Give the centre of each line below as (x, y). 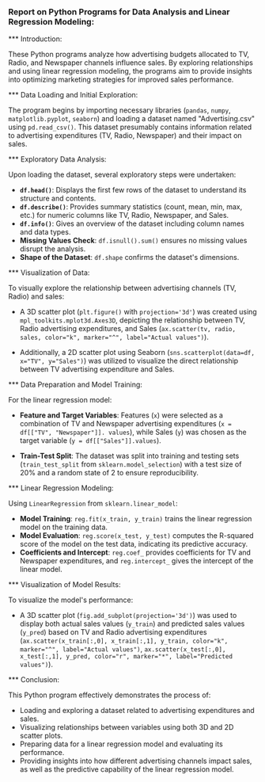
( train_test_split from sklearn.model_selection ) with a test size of (131, 464)
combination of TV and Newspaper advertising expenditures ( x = (125, 424)
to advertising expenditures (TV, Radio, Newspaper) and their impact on (125, 135)
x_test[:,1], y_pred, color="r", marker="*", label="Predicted (126, 657)
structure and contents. (58, 198)
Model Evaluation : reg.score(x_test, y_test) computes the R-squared (137, 536)
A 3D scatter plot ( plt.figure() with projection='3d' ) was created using (138, 312)
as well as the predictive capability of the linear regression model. (127, 769)
